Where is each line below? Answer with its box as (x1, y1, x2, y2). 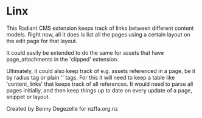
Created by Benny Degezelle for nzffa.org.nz (6, 105, 119, 112)
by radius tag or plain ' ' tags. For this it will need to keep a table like (6, 74, 175, 81)
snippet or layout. (6, 93, 50, 100)
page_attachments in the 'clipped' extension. (6, 55, 119, 63)
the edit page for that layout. (6, 37, 78, 44)
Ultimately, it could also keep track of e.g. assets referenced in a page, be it (6, 67, 196, 74)
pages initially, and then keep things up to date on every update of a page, (6, 86, 193, 94)
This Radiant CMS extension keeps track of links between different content (6, 24, 194, 32)
